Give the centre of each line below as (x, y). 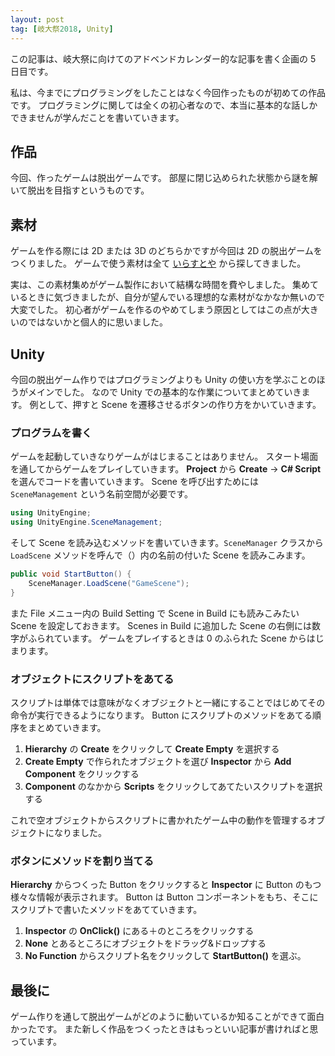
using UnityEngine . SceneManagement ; (86, 522)
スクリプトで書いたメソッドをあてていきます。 (106, 910)
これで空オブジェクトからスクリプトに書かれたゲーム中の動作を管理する (159, 820)
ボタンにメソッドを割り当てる (82, 861)
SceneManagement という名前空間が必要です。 (101, 494)
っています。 (36, 1042)
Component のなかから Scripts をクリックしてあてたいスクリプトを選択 (173, 786)
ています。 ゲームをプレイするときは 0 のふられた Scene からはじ (189, 638)
